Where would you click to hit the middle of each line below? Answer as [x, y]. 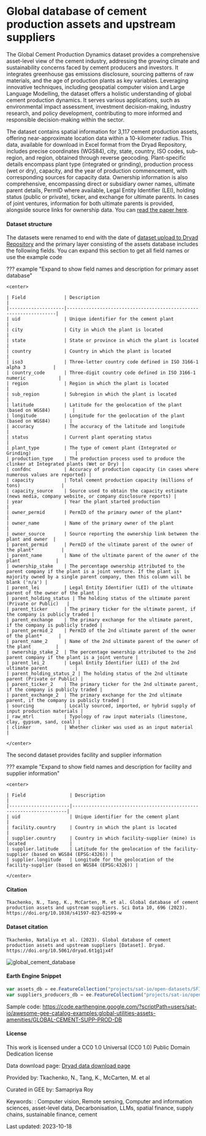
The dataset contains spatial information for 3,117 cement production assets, [102, 131]
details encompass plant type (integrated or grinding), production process [100, 164]
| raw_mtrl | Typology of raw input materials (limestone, [97, 717]
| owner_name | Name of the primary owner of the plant [90, 523]
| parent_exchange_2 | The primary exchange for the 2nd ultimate [94, 695]
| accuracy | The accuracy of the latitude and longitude [96, 427]
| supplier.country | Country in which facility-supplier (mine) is [101, 838]
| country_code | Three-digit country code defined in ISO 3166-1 [101, 373]
